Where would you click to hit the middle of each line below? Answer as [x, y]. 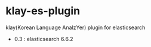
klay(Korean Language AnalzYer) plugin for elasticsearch [75, 27]
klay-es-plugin [43, 11]
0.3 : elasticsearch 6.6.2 [44, 39]
